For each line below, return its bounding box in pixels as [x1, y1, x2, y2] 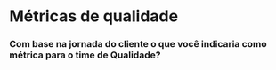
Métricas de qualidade [9, 6, 179, 27]
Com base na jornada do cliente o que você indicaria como [9, 38, 267, 51]
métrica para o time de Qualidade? [9, 49, 161, 61]
